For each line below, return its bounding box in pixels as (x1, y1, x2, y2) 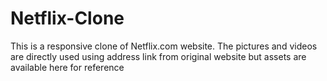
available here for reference (10, 61, 125, 73)
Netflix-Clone (10, 7, 125, 30)
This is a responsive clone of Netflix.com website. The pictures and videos (10, 40, 318, 52)
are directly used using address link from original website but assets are (10, 50, 307, 62)
